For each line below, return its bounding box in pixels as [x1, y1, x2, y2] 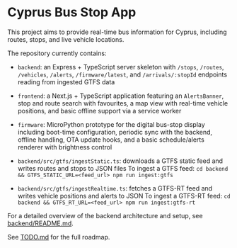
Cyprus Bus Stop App [7, 4, 137, 21]
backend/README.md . [7, 219, 74, 227]
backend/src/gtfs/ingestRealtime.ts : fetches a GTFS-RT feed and [17, 184, 213, 192]
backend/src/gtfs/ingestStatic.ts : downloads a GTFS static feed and [17, 157, 224, 165]
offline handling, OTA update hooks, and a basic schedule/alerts [17, 135, 205, 144]
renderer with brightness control [17, 142, 112, 151]
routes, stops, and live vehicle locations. [7, 35, 125, 43]
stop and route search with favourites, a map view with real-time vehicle [17, 98, 229, 107]
